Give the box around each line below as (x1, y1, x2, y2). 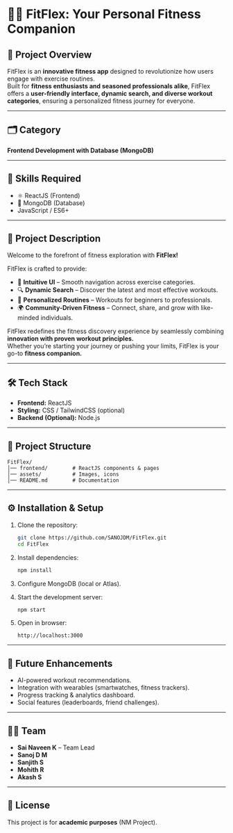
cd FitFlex (17, 540, 49, 548)
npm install (17, 567, 52, 574)
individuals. (40, 314, 74, 322)
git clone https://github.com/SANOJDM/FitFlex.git (17, 534, 167, 541)
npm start (17, 606, 46, 613)
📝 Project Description (7, 233, 101, 245)
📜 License (7, 800, 51, 811)
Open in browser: (17, 619, 67, 627)
